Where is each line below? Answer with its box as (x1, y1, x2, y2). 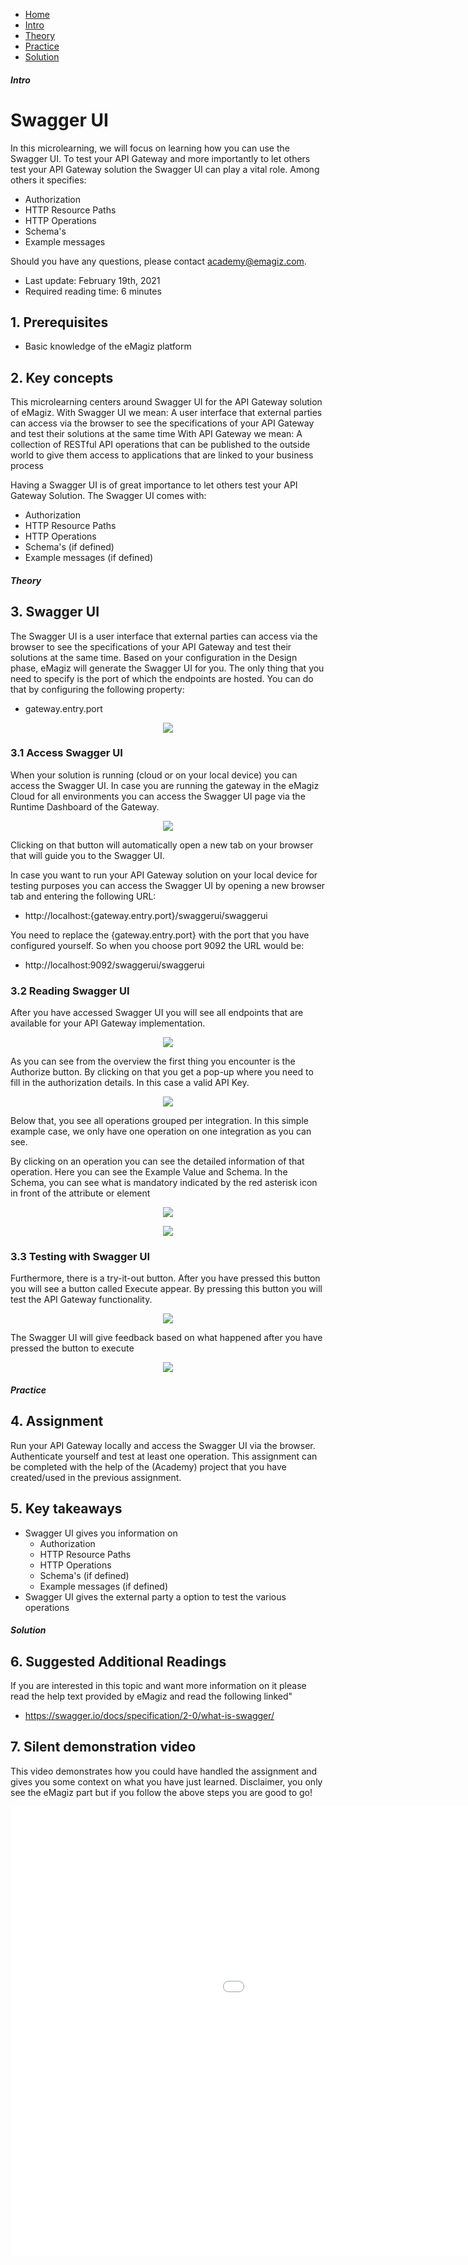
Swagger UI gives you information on (24, 1527, 178, 1539)
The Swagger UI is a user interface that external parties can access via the (10, 630, 318, 642)
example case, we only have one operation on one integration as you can (10, 1125, 312, 1138)
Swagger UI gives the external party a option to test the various (24, 1590, 287, 1603)
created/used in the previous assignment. (10, 1471, 182, 1483)
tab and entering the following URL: (10, 890, 157, 902)
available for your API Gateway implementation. (10, 1017, 206, 1029)
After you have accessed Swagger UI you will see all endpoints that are (10, 1007, 304, 1019)
